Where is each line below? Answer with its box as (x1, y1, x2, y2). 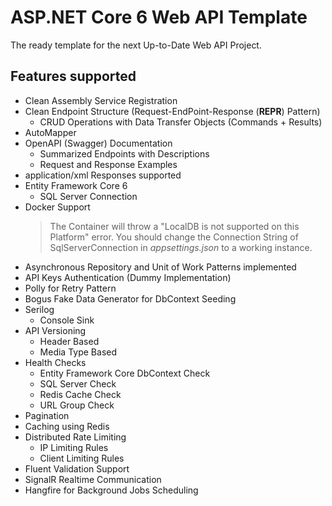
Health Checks (24, 356, 87, 368)
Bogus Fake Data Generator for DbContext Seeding (24, 292, 237, 305)
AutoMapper (24, 126, 77, 138)
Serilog (24, 303, 55, 315)
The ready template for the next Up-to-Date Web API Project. (10, 39, 262, 51)
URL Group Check (39, 399, 115, 411)
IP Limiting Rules (39, 441, 109, 453)
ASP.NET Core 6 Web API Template (10, 6, 308, 29)
